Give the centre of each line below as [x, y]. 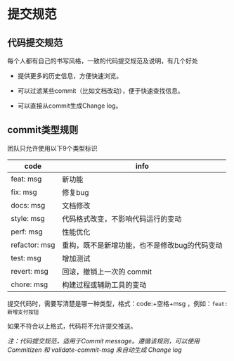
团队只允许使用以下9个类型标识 [52, 148]
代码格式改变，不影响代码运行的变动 [122, 219]
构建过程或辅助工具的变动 [104, 284]
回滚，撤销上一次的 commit [107, 272]
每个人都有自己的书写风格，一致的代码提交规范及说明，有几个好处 [103, 61]
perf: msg [27, 232]
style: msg [28, 218]
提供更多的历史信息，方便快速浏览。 [70, 76]
